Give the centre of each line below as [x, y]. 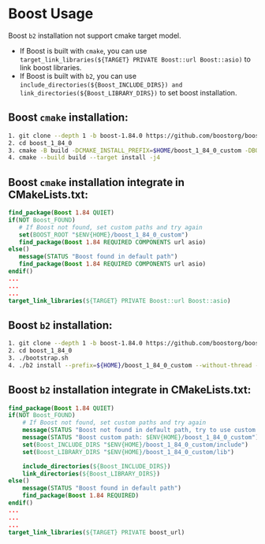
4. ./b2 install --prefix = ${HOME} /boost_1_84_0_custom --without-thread [130, 365]
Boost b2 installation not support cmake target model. [95, 35]
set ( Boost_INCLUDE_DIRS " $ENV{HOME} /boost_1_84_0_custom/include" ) [135, 445]
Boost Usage [51, 14]
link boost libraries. [50, 67]
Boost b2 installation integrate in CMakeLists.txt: [130, 390]
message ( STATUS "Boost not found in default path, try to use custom [139, 430]
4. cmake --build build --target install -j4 [84, 158]
